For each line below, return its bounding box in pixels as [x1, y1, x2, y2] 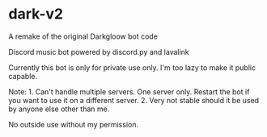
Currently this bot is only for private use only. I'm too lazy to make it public [8, 62, 256, 73]
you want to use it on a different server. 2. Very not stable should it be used [8, 95, 260, 105]
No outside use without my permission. [8, 119, 139, 129]
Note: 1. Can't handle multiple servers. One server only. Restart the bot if [8, 86, 250, 97]
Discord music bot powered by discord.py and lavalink [8, 47, 190, 56]
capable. [8, 71, 38, 81]
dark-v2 [8, 5, 63, 23]
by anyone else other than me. [8, 104, 110, 114]
